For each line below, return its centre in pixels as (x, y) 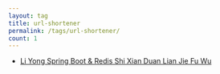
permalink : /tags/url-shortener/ (64, 31)
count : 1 (23, 38)
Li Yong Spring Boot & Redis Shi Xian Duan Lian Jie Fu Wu (116, 61)
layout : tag (28, 16)
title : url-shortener (45, 23)
